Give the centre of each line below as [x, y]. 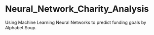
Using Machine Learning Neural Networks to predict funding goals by [76, 22]
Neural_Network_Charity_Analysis [77, 9]
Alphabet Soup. [21, 27]
